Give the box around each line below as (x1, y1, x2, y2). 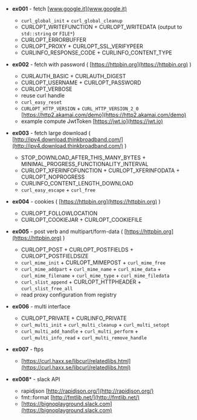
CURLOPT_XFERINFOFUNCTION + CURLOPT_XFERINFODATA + (21, 167, 180, 174)
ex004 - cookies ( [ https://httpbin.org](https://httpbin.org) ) (11, 198, 161, 205)
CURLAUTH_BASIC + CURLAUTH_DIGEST (21, 73, 126, 79)
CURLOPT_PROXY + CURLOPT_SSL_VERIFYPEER (21, 42, 143, 50)
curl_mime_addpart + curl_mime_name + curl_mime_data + (21, 265, 161, 272)
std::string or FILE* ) (21, 30, 75, 37)
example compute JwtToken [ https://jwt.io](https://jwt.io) (21, 118, 163, 125)
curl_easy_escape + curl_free (21, 186, 95, 193)
